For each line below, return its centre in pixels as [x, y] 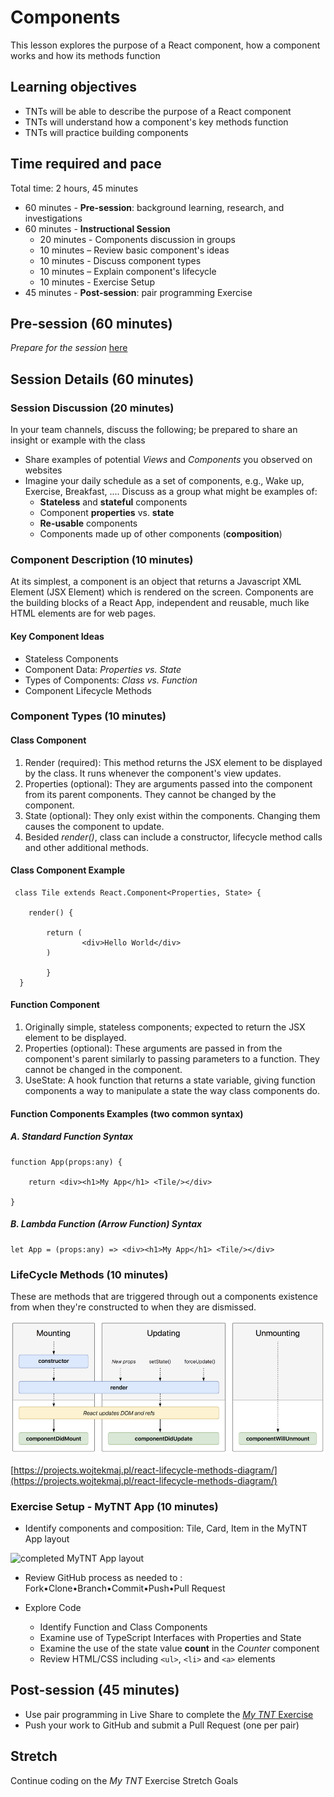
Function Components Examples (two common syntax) [127, 1113]
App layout [47, 1538]
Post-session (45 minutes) [95, 1690]
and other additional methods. [86, 847]
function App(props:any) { [66, 1162]
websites [43, 470]
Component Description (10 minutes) [102, 559]
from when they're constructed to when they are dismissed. [133, 1307]
